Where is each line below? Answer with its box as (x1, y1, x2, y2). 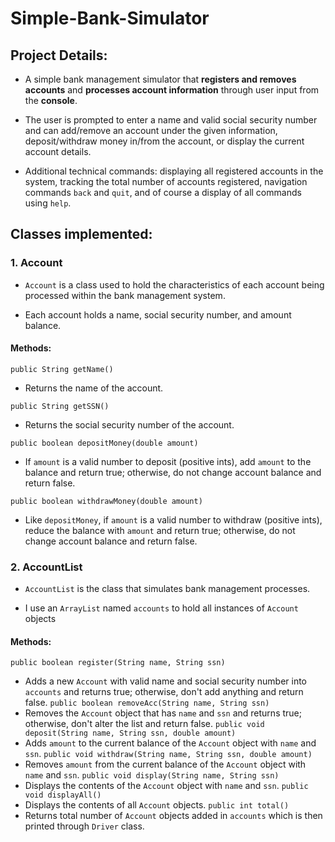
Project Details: (10, 47, 108, 64)
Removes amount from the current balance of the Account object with (24, 758, 307, 771)
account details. (24, 146, 92, 157)
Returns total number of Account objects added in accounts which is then (24, 810, 323, 822)
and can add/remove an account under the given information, (24, 125, 278, 136)
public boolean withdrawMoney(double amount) (10, 496, 203, 506)
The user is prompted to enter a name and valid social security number (24, 114, 318, 126)
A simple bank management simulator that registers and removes (24, 73, 297, 85)
